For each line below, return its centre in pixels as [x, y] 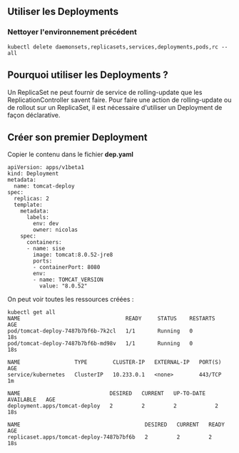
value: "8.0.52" [63, 286]
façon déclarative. [34, 115]
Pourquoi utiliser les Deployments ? [88, 75]
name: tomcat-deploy [44, 186]
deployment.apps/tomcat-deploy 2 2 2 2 [113, 406]
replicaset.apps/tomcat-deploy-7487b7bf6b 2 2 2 [110, 437]
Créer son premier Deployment [77, 137]
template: [28, 205]
